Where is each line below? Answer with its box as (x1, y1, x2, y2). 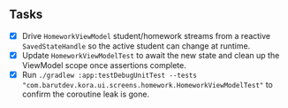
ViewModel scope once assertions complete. (21, 59, 187, 70)
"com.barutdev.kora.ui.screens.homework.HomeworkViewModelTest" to (21, 80, 274, 89)
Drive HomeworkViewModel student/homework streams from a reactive (21, 30, 271, 41)
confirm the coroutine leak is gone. (21, 89, 150, 99)
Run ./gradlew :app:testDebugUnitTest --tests (21, 69, 197, 80)
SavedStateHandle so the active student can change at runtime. (21, 40, 251, 51)
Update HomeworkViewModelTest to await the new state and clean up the (21, 50, 280, 60)
